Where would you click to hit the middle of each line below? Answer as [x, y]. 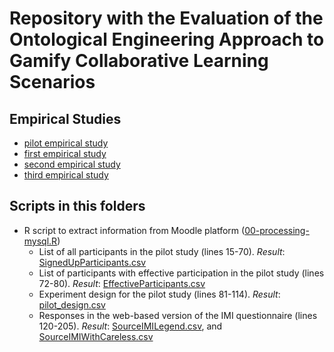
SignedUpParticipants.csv [92, 262]
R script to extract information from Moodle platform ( [134, 230]
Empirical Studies [65, 118]
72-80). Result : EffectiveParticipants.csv [122, 283]
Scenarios [52, 82]
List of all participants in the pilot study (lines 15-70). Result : [162, 251]
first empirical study [65, 153]
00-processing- [277, 230]
